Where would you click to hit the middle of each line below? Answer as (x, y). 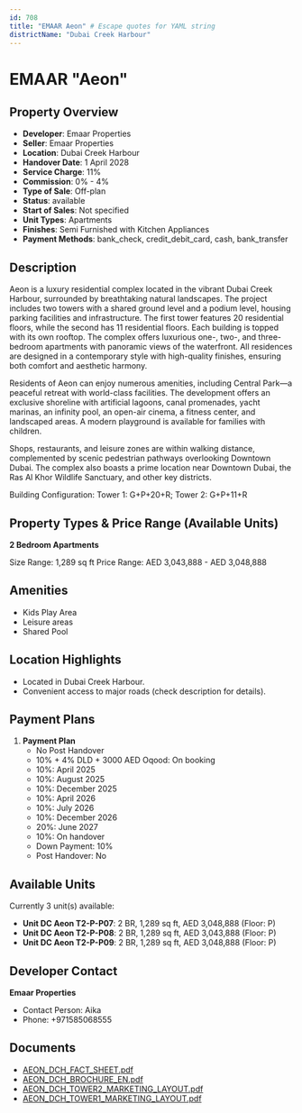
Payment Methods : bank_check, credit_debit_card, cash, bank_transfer (155, 239)
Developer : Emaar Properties (77, 134)
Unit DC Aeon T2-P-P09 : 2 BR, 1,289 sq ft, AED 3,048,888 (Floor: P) (149, 943)
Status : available (54, 201)
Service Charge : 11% (62, 172)
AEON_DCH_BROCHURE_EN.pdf (83, 1079)
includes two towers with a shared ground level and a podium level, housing (150, 308)
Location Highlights (65, 660)
